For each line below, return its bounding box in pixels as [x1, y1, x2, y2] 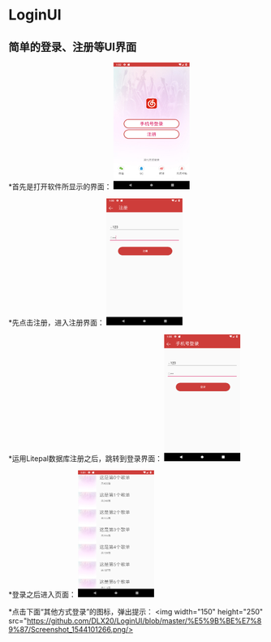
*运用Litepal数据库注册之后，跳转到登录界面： [8, 454, 162, 463]
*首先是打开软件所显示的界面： [8, 182, 112, 192]
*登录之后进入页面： [8, 590, 77, 599]
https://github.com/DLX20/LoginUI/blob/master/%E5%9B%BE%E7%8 [27, 616, 262, 626]
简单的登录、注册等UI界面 [8, 40, 137, 54]
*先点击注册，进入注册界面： [8, 318, 105, 327]
